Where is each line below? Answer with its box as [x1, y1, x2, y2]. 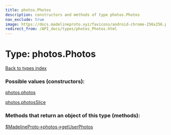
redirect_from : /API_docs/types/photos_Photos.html [5, 26, 117, 32]
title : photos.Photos [5, 7, 51, 13]
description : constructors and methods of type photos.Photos [5, 12, 140, 17]
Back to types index [5, 65, 47, 71]
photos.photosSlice [5, 99, 46, 105]
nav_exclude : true [5, 17, 44, 22]
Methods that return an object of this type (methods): [5, 112, 140, 119]
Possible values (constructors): [5, 77, 85, 85]
